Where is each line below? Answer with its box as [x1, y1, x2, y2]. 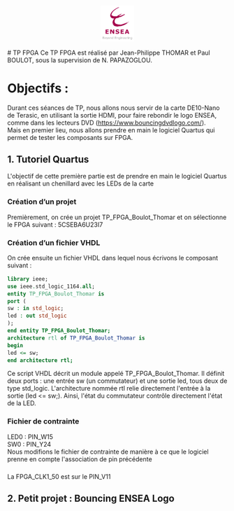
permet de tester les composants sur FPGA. [7, 133, 133, 141]
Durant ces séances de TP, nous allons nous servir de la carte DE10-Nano [7, 104, 220, 112]
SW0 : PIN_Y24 [7, 440, 52, 448]
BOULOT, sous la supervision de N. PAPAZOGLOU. [7, 55, 152, 64]
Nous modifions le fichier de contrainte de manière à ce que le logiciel [7, 447, 209, 456]
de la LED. [7, 399, 36, 407]
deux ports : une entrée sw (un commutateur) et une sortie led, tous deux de [7, 377, 228, 385]
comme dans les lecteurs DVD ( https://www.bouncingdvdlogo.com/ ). [7, 118, 206, 127]
